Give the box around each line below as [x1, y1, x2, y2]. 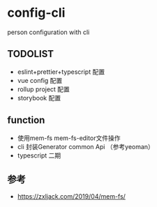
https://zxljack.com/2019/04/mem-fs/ [17, 192, 126, 201]
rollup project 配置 [17, 85, 70, 93]
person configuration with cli [7, 28, 90, 36]
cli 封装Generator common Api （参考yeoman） [17, 142, 155, 151]
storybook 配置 [17, 93, 61, 102]
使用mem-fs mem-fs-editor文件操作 [17, 134, 121, 142]
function [7, 114, 45, 126]
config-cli [7, 5, 66, 21]
